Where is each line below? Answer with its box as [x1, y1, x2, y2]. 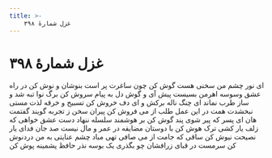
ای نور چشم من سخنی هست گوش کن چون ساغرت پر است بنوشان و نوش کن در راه [9, 81, 265, 90]
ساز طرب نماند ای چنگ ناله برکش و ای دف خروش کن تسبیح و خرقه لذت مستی [9, 98, 249, 107]
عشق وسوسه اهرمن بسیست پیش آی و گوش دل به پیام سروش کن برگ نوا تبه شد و [9, 89, 261, 99]
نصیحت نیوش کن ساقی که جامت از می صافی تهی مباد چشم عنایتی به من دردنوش [9, 132, 257, 142]
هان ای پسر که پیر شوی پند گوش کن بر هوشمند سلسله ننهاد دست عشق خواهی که [9, 114, 257, 125]
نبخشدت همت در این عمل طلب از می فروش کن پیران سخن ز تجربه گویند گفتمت [9, 106, 253, 116]
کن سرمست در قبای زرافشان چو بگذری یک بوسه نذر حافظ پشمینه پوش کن [9, 140, 237, 150]
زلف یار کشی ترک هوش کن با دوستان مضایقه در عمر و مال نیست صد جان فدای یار [9, 123, 258, 133]
